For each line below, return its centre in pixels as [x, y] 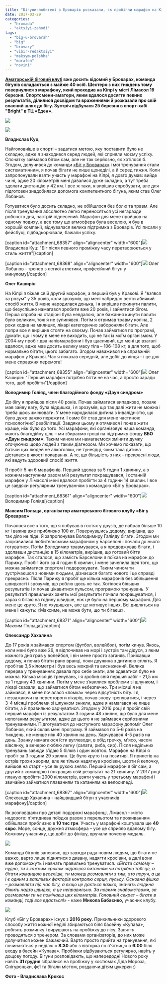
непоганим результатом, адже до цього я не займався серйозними [77, 719]
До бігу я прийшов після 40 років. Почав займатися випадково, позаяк [81, 402]
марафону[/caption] [26, 803]
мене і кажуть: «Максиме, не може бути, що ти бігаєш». [65, 610]
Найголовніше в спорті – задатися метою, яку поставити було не [74, 149]
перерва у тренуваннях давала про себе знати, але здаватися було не [80, 671]
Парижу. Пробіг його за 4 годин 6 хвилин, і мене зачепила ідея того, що [82, 563]
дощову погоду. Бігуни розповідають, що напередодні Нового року [77, 956]
